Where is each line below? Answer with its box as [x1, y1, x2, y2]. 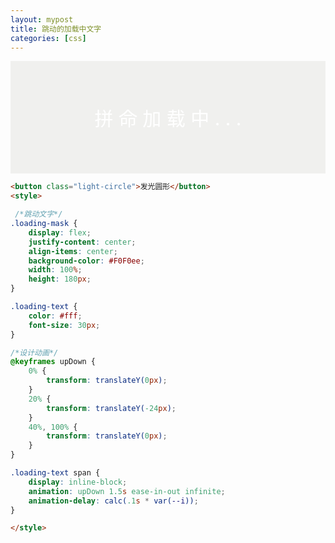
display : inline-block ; [28, 477, 128, 487]
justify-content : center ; [28, 237, 137, 247]
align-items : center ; [28, 246, 118, 256]
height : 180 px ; [28, 274, 92, 285]
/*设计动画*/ [10, 347, 59, 358]
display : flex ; [28, 227, 92, 238]
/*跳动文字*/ [14, 209, 63, 220]
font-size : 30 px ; [28, 320, 101, 330]
